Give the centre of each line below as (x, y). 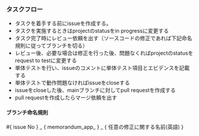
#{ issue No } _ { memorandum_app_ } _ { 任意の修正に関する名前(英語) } (95, 126)
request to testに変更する (46, 61)
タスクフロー (25, 9)
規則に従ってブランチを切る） (51, 46)
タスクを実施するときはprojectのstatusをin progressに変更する (92, 31)
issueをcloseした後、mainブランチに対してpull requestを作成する (95, 90)
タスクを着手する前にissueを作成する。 (63, 23)
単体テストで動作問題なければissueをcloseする (72, 83)
